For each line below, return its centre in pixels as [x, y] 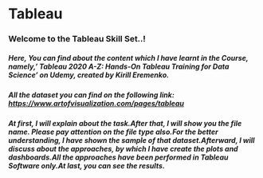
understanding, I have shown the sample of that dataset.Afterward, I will [131, 140]
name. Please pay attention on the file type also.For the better [114, 132]
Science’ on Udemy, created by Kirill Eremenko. [89, 75]
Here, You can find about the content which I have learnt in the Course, [128, 57]
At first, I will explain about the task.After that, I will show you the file [125, 124]
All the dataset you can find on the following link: [92, 95]
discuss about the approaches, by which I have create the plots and [123, 149]
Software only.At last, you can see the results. [87, 166]
